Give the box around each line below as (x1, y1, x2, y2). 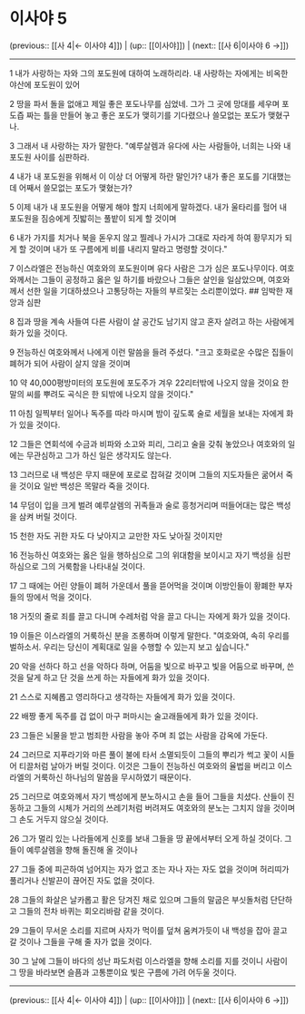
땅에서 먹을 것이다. (25, 591, 93, 602)
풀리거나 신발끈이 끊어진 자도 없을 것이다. (9, 874, 155, 885)
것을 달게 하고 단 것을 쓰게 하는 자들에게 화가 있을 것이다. (9, 672, 211, 683)
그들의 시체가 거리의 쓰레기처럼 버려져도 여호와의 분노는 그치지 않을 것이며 (33, 802, 296, 813)
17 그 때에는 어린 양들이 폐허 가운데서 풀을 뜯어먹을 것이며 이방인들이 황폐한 (9, 580, 277, 590)
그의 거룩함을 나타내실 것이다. (40, 561, 145, 571)
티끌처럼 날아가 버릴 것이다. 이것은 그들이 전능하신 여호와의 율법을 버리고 (18, 760, 276, 771)
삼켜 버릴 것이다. (18, 511, 77, 522)
